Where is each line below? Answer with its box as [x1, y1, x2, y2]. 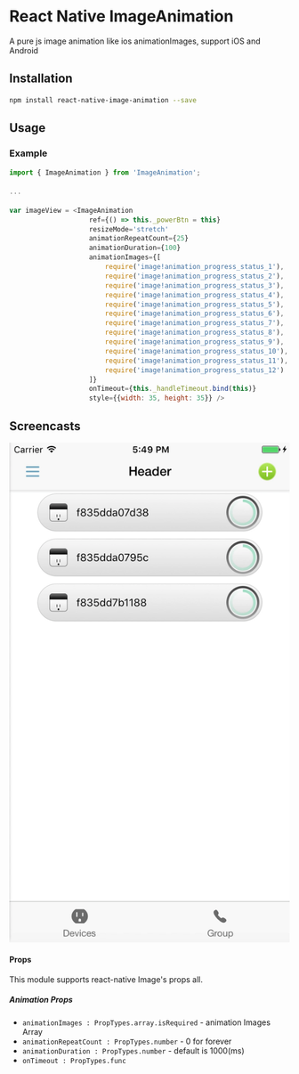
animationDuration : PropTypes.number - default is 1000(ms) [21, 1045, 245, 1056]
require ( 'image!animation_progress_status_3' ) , [104, 281, 285, 290]
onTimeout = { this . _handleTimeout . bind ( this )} [88, 385, 256, 394]
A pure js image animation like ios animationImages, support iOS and [9, 36, 261, 46]
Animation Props [9, 995, 73, 1005]
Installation [9, 71, 73, 86]
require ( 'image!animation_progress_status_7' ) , [104, 319, 285, 328]
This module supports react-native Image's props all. [9, 973, 203, 985]
